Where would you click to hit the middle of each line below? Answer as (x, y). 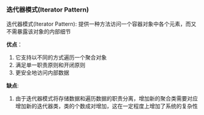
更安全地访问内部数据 (42, 73)
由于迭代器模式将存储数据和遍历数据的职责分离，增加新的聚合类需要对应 (106, 99)
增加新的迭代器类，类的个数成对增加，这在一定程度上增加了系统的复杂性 (106, 106)
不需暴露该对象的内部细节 (39, 32)
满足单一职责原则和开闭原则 (50, 65)
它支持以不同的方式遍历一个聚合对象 (61, 57)
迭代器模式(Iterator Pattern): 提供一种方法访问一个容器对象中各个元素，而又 (101, 24)
